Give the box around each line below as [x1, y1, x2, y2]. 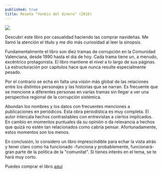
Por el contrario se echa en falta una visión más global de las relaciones [5, 79, 149, 84]
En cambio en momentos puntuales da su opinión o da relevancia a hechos [5, 119, 155, 125]
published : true [5, 7, 38, 12]
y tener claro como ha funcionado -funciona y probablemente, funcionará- [5, 143, 154, 149]
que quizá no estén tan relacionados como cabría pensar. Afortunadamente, [5, 124, 157, 130]
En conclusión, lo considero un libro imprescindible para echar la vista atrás [5, 139, 156, 144]
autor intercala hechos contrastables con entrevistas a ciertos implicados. [5, 113, 153, 119]
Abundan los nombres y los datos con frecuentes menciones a [5, 103, 130, 109]
